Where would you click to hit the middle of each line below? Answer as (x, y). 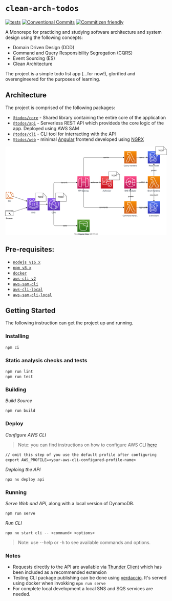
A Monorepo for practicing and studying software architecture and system (84, 32)
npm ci (12, 347)
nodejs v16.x (27, 262)
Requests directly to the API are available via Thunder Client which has (87, 567)
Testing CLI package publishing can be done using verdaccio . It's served (90, 578)
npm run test (19, 377)
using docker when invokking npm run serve (59, 583)
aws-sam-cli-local (32, 295)
